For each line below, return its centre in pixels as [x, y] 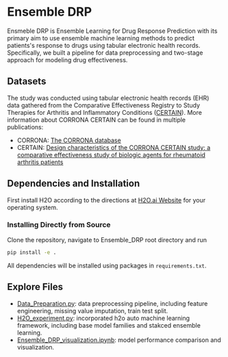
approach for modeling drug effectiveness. [67, 59]
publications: [25, 127]
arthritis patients [40, 162]
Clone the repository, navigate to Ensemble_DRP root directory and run [107, 239]
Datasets [27, 82]
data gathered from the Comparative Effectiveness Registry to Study [104, 105]
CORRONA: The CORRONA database [69, 140]
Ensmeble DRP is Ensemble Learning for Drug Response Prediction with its [112, 31]
